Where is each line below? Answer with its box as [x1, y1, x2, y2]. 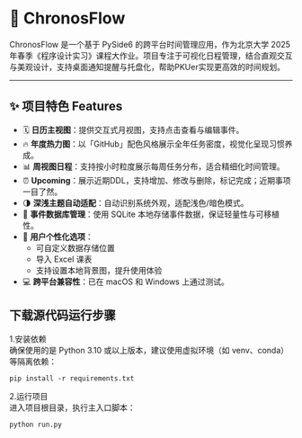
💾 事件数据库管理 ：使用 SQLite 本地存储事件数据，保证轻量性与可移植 [22, 209, 280, 219]
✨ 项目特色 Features [9, 99, 123, 114]
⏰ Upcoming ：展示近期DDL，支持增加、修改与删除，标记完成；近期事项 [22, 174, 291, 185]
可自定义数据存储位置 [35, 242, 115, 253]
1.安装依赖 [9, 333, 47, 344]
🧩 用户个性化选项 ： [22, 231, 93, 242]
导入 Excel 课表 [35, 254, 93, 264]
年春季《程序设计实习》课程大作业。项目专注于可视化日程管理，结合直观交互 [9, 49, 293, 61]
